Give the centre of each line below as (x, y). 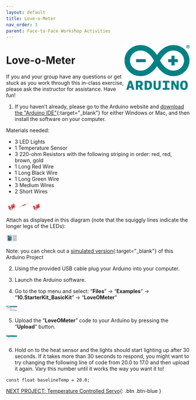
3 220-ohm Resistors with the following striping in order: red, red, (93, 154)
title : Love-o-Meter (31, 18)
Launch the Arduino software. (50, 280)
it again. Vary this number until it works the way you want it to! (89, 369)
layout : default (26, 12)
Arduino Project (25, 257)
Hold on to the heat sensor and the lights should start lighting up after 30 (102, 350)
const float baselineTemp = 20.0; (48, 380)
